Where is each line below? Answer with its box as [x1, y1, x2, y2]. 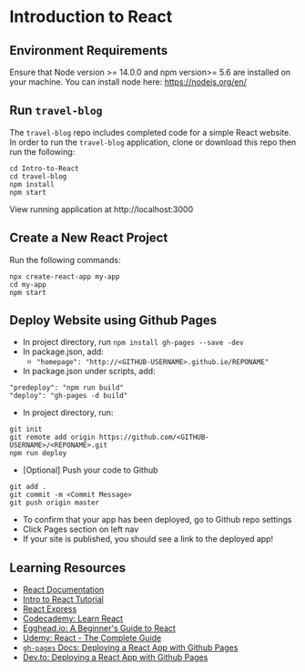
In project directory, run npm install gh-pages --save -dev [22, 337, 244, 348]
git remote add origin [9, 433, 96, 443]
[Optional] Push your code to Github [22, 464, 158, 475]
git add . [9, 483, 47, 492]
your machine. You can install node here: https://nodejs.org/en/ [9, 76, 248, 87]
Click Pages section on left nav [22, 524, 139, 535]
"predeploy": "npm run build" [9, 383, 125, 392]
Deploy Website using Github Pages [9, 312, 218, 329]
